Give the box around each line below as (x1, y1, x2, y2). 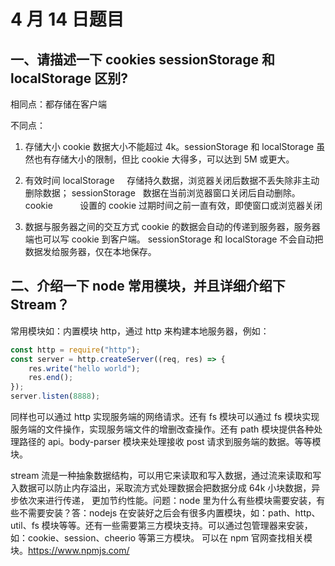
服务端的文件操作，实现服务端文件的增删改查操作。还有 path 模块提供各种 (10, 423, 315, 435)
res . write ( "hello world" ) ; (28, 363, 141, 374)
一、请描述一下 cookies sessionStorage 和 (10, 51, 275, 68)
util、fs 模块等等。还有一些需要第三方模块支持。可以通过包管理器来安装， (10, 520, 313, 532)
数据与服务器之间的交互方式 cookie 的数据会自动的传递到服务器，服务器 (24, 221, 321, 232)
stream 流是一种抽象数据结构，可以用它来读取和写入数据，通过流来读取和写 (10, 470, 322, 482)
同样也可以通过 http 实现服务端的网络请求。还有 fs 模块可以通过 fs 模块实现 (10, 411, 320, 423)
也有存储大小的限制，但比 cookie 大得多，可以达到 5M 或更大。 (33, 153, 295, 165)
